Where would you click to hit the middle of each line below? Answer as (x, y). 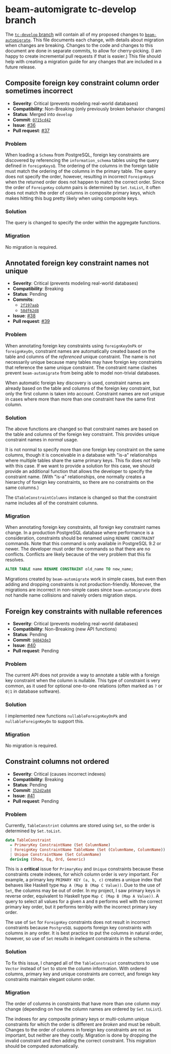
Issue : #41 (23, 795)
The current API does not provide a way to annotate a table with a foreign (82, 675)
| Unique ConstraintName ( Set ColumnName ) (56, 854)
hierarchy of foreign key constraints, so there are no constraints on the (80, 482)
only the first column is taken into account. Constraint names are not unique (85, 393)
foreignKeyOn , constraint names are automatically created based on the (80, 351)
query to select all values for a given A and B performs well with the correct (84, 901)
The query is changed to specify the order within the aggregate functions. (83, 223)
